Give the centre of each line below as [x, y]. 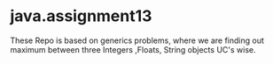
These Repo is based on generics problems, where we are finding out [137, 40]
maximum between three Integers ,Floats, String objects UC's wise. [133, 49]
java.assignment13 [81, 16]
